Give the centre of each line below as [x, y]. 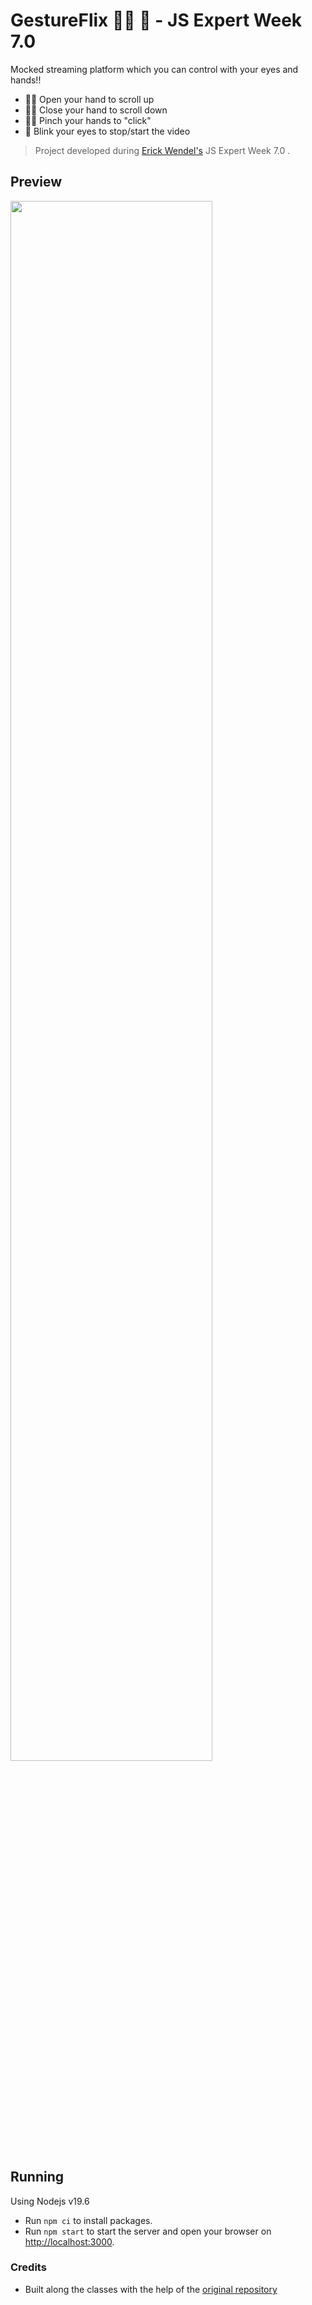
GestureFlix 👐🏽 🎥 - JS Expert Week [156, 20]
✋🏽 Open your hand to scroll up [89, 99]
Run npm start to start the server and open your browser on [148, 2231]
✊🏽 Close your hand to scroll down [96, 110]
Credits [28, 2267]
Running [37, 2177]
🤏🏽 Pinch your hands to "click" [88, 120]
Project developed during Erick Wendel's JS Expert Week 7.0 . [162, 150]
